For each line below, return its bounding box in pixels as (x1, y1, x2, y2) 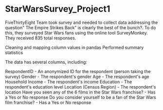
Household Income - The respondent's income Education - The (5, 79, 132, 85)
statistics (5, 50, 23, 55)
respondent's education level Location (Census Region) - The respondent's (5, 84, 156, 90)
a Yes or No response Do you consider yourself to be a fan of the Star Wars (5, 94, 157, 100)
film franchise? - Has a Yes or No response (5, 99, 91, 105)
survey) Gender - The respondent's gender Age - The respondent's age (5, 73, 149, 79)
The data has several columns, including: (5, 59, 88, 65)
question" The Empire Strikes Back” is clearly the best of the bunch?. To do (5, 24, 156, 30)
